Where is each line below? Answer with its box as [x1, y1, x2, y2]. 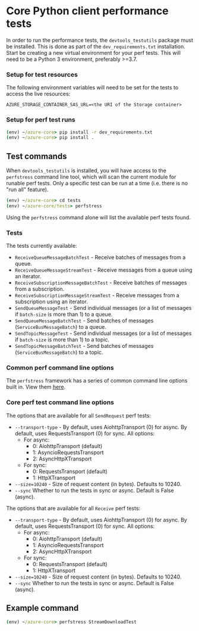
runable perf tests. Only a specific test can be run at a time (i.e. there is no [6, 180, 188, 187]
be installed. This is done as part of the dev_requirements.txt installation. [6, 43, 186, 50]
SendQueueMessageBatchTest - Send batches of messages [14, 317, 154, 324]
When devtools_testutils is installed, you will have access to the [6, 167, 166, 174]
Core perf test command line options [6, 398, 115, 406]
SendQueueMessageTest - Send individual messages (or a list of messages [14, 304, 192, 312]
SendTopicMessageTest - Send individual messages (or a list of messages [14, 330, 192, 337]
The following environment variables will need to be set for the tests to [6, 84, 179, 91]
